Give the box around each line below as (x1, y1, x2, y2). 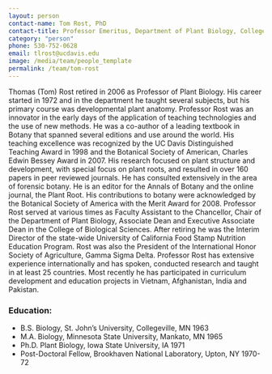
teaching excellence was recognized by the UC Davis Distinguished (8, 138, 234, 148)
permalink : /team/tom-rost (8, 65, 100, 73)
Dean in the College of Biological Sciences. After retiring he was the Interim (8, 224, 260, 234)
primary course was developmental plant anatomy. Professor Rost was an (8, 104, 254, 113)
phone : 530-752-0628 (8, 42, 79, 50)
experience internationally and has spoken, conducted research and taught (8, 258, 259, 268)
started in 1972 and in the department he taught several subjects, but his (8, 95, 250, 105)
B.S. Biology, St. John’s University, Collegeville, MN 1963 (19, 323, 209, 333)
